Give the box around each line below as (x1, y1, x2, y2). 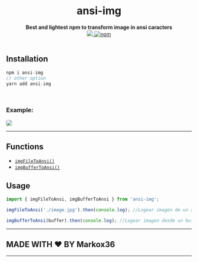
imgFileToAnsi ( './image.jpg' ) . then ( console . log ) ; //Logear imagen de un (6, 207, 189, 213)
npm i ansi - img (6, 70, 44, 76)
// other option (6, 75, 46, 81)
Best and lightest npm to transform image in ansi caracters (25, 24, 173, 31)
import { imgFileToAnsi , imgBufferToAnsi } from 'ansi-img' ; (6, 196, 160, 202)
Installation (6, 54, 48, 64)
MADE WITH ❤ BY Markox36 (6, 240, 115, 250)
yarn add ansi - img (6, 81, 51, 87)
